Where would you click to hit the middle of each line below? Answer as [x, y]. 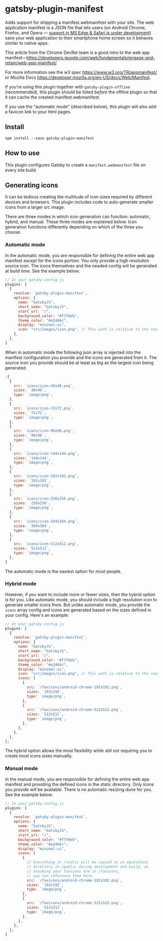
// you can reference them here [59, 876]
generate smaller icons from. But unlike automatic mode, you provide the [78, 605]
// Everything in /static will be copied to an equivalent [88, 862]
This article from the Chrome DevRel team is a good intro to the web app [77, 52]
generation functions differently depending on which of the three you [74, 227]
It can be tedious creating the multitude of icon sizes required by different [79, 197]
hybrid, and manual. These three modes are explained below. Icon [71, 222]
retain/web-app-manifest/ [31, 63]
